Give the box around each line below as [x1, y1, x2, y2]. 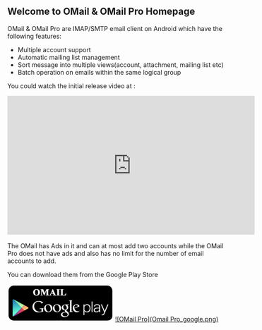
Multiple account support [17, 45, 91, 54]
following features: [7, 32, 62, 40]
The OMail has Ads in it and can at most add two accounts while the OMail [7, 241, 224, 250]
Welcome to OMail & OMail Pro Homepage [7, 6, 196, 18]
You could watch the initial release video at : [7, 81, 136, 90]
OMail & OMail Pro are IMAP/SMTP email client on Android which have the [7, 24, 222, 32]
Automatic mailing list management [17, 53, 120, 61]
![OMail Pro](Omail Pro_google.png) [114, 314, 219, 323]
